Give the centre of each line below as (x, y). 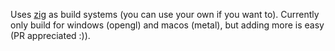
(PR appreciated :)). (50, 35)
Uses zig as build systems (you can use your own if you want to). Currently (165, 14)
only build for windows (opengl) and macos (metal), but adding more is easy (167, 25)
